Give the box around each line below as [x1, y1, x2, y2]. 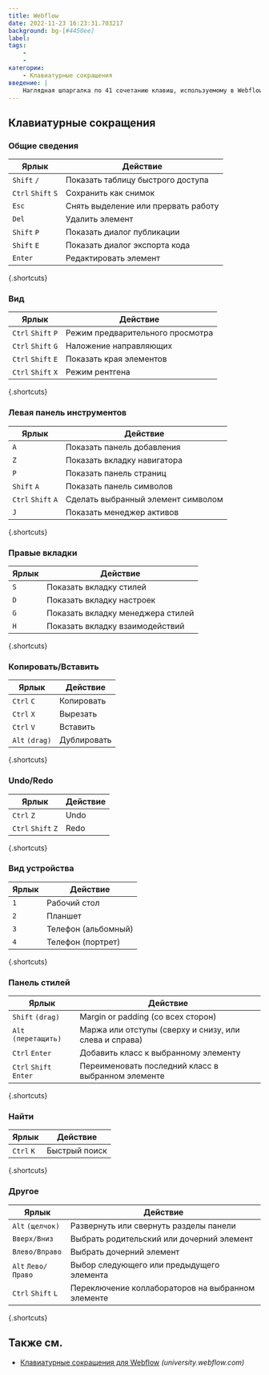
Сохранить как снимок [65, 188, 155, 199]
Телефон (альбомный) [46, 923, 134, 935]
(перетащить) [12, 1034, 62, 1044]
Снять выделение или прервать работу [65, 201, 219, 212]
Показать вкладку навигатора [65, 454, 183, 465]
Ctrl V [12, 723, 36, 732]
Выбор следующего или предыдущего [70, 1259, 220, 1270]
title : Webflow [8, 11, 59, 20]
